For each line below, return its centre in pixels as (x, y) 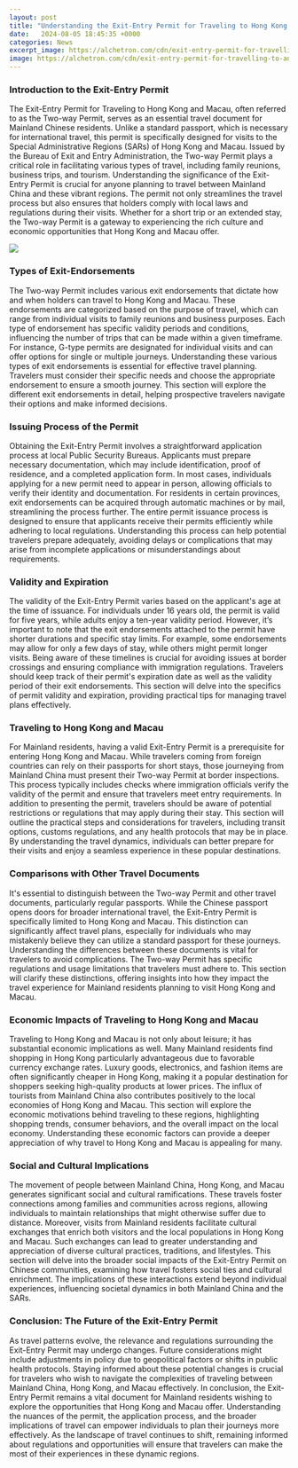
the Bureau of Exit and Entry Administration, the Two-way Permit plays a (141, 156)
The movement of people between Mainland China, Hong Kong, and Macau (147, 1185)
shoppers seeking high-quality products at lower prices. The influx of (136, 1087)
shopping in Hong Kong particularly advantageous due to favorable (132, 1058)
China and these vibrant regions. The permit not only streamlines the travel (146, 194)
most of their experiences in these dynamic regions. (104, 1453)
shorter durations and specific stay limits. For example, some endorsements (148, 639)
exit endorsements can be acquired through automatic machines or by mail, (147, 502)
